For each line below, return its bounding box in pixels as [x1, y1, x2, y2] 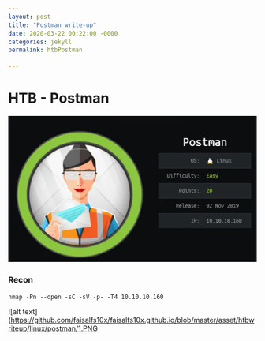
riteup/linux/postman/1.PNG [8, 324, 99, 333]
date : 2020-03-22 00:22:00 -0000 [8, 29, 118, 37]
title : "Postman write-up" [8, 21, 97, 29]
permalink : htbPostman [8, 46, 83, 54]
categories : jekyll [8, 38, 73, 46]
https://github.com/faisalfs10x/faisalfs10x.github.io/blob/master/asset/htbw [10, 315, 255, 324]
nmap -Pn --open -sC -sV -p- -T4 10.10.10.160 [8, 293, 164, 301]
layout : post [8, 13, 51, 21]
